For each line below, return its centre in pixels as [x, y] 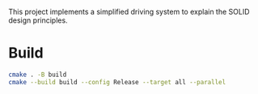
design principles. [38, 20]
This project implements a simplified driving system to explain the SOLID [129, 12]
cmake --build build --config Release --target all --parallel [117, 82]
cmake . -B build [38, 75]
